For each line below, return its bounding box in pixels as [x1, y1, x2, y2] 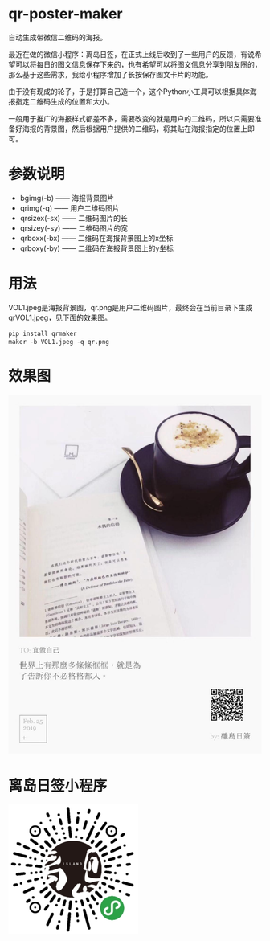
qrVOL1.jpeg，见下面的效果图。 [8, 313, 112, 322]
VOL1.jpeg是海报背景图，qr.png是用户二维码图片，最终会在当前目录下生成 [8, 302, 253, 312]
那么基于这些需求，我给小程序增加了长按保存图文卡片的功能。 [8, 69, 213, 79]
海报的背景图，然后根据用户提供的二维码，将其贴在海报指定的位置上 [22, 124, 247, 133]
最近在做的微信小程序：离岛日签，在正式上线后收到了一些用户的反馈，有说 [8, 49, 255, 59]
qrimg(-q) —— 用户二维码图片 [19, 203, 121, 213]
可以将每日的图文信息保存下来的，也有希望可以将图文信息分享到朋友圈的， [14, 59, 262, 69]
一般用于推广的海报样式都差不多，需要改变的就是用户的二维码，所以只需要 [8, 113, 255, 123]
